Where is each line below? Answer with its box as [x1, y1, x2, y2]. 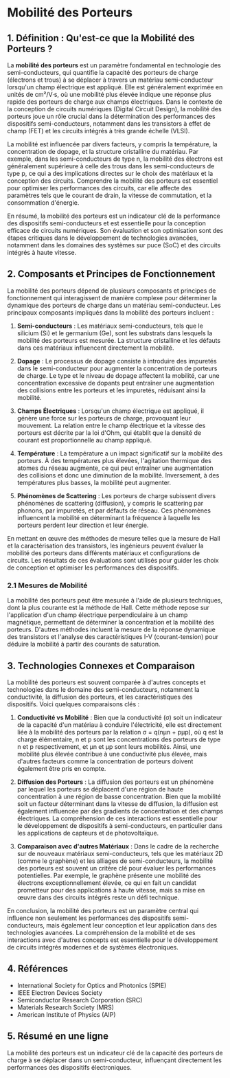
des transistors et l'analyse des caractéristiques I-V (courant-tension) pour [7, 633, 218, 641]
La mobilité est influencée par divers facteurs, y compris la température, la [7, 140, 218, 148]
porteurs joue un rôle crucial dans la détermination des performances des [7, 112, 216, 120]
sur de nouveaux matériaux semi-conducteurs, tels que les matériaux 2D [16, 849, 223, 857]
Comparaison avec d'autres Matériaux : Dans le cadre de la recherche [16, 842, 220, 850]
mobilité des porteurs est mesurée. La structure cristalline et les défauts [16, 336, 221, 344]
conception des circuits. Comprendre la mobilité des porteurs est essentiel [7, 177, 218, 185]
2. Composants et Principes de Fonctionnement [7, 268, 216, 280]
